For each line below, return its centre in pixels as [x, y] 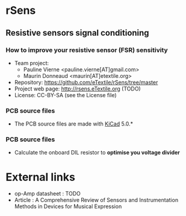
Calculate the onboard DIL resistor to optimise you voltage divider [97, 153]
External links [41, 177]
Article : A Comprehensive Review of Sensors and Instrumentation [96, 200]
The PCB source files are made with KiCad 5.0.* [74, 124]
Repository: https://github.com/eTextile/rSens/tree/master [86, 82]
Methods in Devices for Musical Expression [68, 206]
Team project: [32, 63]
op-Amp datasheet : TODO [47, 194]
